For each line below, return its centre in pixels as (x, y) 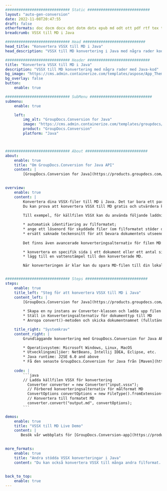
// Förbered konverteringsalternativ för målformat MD (85, 389)
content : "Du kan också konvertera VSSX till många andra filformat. (88, 463)
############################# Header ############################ (78, 60)
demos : (12, 416)
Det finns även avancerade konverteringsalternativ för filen (89, 243)
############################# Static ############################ (78, 10)
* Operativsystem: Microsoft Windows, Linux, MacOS (78, 348)
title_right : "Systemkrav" (42, 329)
